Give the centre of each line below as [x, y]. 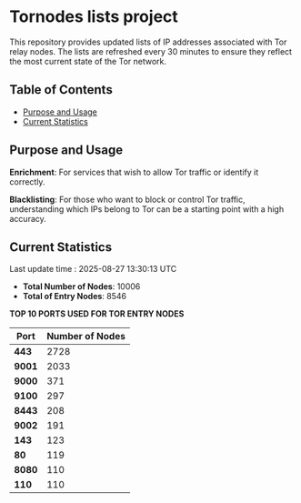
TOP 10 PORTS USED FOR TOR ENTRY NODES [97, 314]
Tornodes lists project [94, 17]
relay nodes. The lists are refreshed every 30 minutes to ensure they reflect [151, 51]
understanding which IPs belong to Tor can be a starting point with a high [147, 209]
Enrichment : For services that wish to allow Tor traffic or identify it [134, 172]
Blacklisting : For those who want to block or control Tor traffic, [127, 199]
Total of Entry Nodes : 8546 [75, 297]
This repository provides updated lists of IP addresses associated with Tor [148, 42]
